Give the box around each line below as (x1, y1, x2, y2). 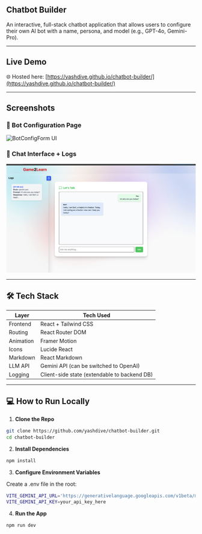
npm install (6, 457, 36, 464)
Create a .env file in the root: (6, 480, 77, 487)
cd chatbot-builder (6, 434, 55, 440)
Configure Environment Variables (14, 468, 100, 476)
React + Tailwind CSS (40, 320, 94, 328)
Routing (8, 329, 28, 336)
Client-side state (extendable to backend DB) (40, 371, 153, 378)
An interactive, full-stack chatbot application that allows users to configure (6, 21, 191, 28)
